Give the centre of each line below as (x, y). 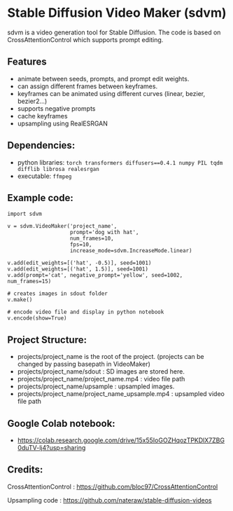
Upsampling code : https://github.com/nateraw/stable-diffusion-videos (110, 500)
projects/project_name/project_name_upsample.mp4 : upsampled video (121, 394)
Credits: (25, 470)
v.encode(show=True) (37, 318)
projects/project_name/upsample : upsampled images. (96, 386)
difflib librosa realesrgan (58, 169)
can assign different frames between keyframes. (87, 86)
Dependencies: (41, 145)
